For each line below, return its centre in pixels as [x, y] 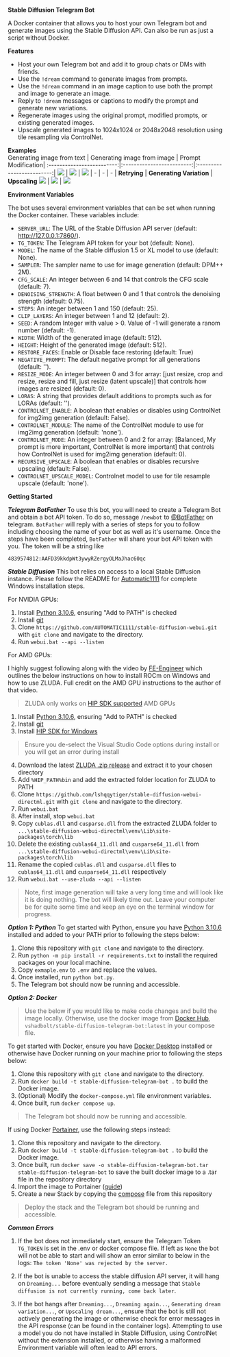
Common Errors [31, 1227]
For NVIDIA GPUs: [33, 599]
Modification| [26, 165]
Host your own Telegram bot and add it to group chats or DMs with [112, 64]
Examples [22, 150]
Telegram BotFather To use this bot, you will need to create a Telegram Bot [114, 510]
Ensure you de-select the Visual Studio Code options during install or [122, 744]
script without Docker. [39, 38]
